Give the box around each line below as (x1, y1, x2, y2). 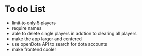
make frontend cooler (11, 46, 57, 52)
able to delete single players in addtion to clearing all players (11, 30, 137, 36)
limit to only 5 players (11, 20, 56, 26)
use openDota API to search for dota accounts (11, 41, 108, 47)
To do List (4, 3, 46, 15)
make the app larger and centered (11, 36, 82, 42)
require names (11, 25, 42, 31)
